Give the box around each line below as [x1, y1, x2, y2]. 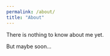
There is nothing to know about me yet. [6, 31, 104, 38]
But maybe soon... [6, 43, 52, 50]
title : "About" [6, 14, 45, 20]
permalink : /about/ [6, 8, 56, 15]
